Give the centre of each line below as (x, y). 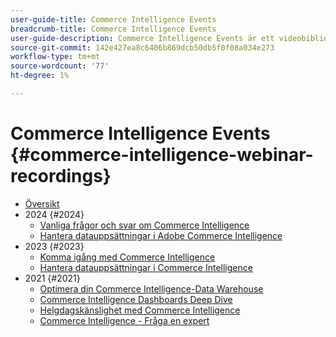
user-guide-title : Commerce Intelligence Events (113, 19)
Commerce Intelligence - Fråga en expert (124, 320)
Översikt (42, 203)
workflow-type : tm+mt (55, 57)
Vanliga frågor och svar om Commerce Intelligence (144, 225)
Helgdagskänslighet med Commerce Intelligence (140, 310)
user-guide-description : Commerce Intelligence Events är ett (142, 38)
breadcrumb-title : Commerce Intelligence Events (113, 29)
